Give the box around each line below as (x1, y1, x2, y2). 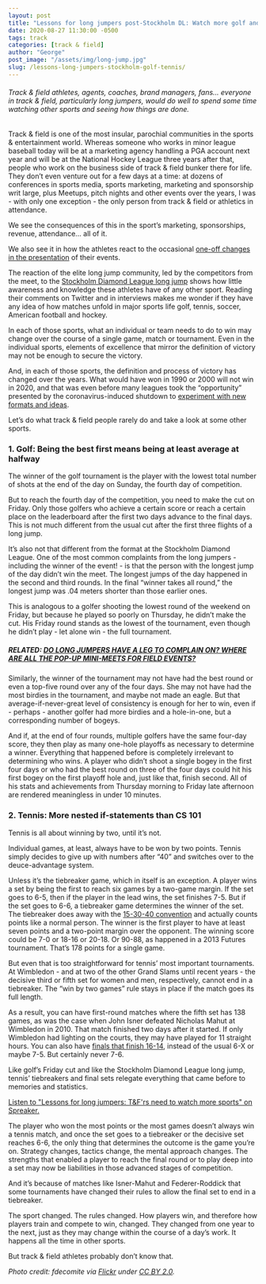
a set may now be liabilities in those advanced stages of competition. (8, 1163, 234, 1172)
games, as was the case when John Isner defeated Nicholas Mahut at (8, 1016, 236, 1025)
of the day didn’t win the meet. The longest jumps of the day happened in (8, 569, 248, 579)
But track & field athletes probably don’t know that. (8, 1251, 174, 1261)
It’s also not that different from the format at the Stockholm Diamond (8, 544, 231, 554)
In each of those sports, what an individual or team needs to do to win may (8, 325, 252, 335)
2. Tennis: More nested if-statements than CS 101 (8, 810, 202, 821)
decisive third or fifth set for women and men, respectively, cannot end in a (8, 975, 253, 984)
